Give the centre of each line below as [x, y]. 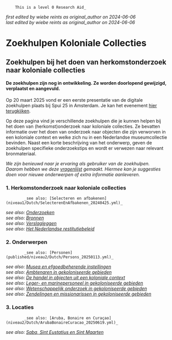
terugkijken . [18, 111]
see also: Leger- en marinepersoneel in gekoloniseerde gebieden [74, 283]
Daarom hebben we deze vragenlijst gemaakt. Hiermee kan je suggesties [83, 169]
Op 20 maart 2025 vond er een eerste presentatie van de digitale [74, 100]
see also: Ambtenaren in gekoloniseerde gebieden [59, 272]
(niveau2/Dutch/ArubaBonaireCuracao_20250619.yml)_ [62, 323]
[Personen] [61, 253]
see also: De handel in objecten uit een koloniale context [66, 278]
